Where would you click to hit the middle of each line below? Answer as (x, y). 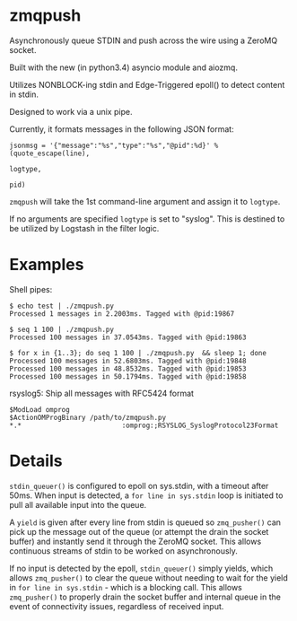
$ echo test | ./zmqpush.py (62, 306)
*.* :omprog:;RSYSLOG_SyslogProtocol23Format (144, 425)
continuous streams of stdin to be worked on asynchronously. (123, 551)
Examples (47, 265)
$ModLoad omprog (39, 409)
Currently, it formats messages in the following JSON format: (122, 129)
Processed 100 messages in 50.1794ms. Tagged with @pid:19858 (128, 376)
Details (36, 461)
